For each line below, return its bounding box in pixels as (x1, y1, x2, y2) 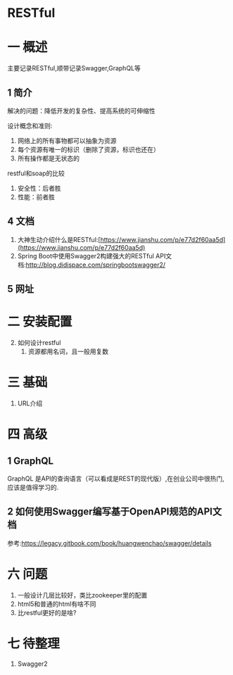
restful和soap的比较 (7, 169, 65, 177)
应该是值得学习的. (7, 484, 59, 492)
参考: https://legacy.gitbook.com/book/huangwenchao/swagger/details (7, 538, 212, 547)
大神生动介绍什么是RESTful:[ (17, 235, 101, 244)
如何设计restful (17, 339, 61, 347)
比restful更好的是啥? (17, 608, 77, 617)
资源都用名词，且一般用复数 (27, 347, 109, 356)
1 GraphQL (7, 455, 54, 467)
